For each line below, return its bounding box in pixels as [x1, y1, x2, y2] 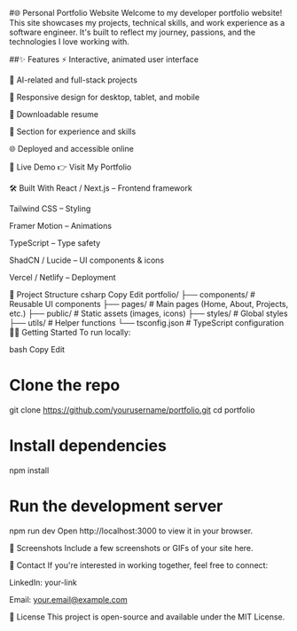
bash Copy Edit [9, 344, 65, 354]
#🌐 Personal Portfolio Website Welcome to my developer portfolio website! [9, 8, 283, 18]
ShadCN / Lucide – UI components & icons [9, 255, 165, 265]
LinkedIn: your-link [9, 577, 77, 588]
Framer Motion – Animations [9, 221, 113, 231]
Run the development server [9, 496, 223, 517]
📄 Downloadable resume [9, 109, 99, 119]
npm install [9, 465, 50, 476]
